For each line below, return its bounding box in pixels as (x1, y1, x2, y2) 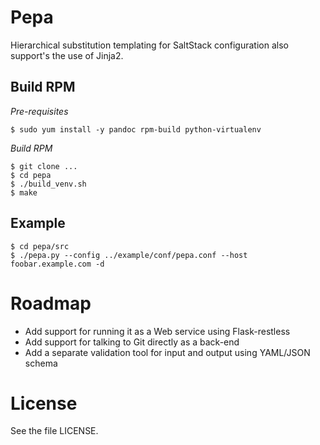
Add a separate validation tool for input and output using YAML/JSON (24, 346, 311, 358)
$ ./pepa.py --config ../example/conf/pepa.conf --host (10, 250, 248, 260)
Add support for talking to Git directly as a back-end (24, 336, 240, 348)
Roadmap (10, 292, 92, 315)
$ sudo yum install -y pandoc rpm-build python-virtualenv (10, 124, 262, 135)
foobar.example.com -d (10, 259, 105, 269)
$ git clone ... (10, 161, 78, 171)
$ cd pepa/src (10, 241, 70, 251)
